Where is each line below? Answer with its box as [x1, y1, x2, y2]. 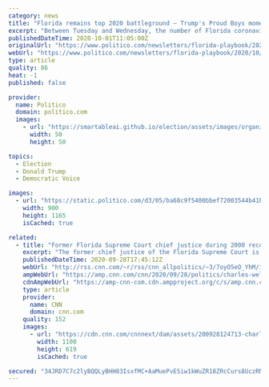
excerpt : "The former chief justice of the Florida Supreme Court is [22, 248, 260, 256]
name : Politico [15, 101, 66, 109]
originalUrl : [8, 42, 52, 50]
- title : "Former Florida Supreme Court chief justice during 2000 [15, 241, 246, 249]
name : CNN [29, 300, 62, 308]
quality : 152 [22, 316, 66, 324]
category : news [8, 11, 59, 20]
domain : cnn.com [29, 308, 84, 316]
